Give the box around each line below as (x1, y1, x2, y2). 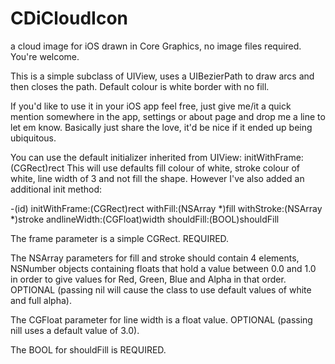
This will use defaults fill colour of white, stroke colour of (66, 162, 300, 174)
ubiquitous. (10, 132, 57, 144)
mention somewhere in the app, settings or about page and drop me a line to (10, 110, 326, 122)
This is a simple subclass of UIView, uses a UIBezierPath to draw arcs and (10, 70, 315, 82)
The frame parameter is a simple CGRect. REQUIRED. (10, 232, 230, 244)
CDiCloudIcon (10, 7, 129, 30)
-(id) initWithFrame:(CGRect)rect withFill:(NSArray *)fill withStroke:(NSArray (10, 202, 323, 214)
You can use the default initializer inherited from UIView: (10, 151, 242, 163)
